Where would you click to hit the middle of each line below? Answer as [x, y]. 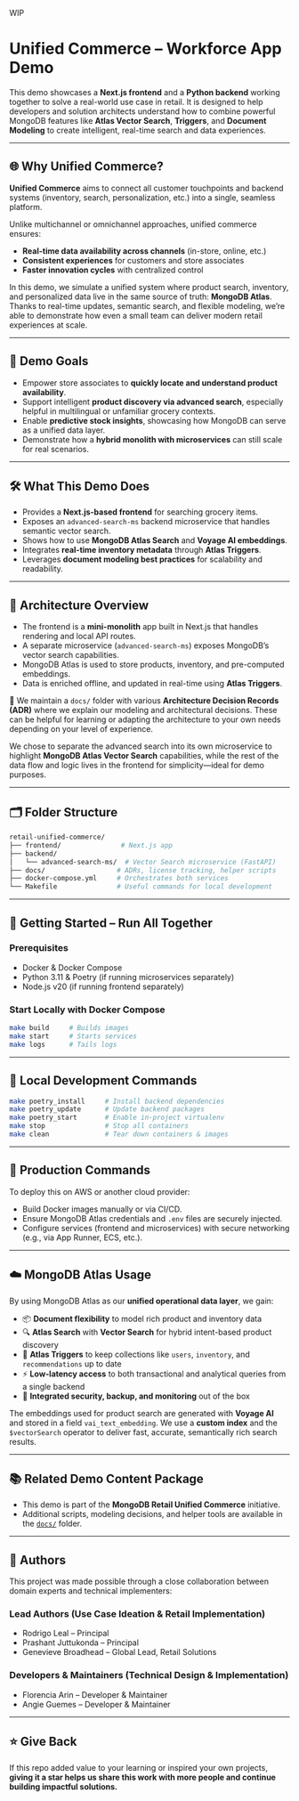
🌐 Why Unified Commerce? [86, 167]
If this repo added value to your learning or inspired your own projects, [139, 1767]
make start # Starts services [73, 1036]
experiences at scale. [48, 325]
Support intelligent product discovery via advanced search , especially [153, 402]
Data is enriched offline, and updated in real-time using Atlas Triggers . [152, 684]
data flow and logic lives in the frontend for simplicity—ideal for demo [137, 766]
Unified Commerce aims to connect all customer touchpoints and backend [146, 188]
